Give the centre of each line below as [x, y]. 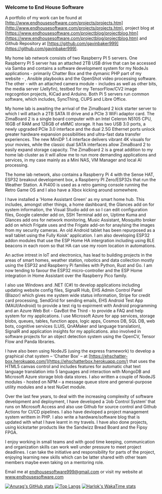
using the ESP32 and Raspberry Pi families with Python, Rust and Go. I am [79, 265]
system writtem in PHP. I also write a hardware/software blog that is [73, 417]
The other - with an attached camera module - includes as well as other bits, [81, 84]
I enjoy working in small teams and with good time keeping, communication [80, 442]
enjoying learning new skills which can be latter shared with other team [76, 457]
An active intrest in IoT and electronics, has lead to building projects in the [79, 255]
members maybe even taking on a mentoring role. [55, 463]
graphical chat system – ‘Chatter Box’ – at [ [48, 356]
